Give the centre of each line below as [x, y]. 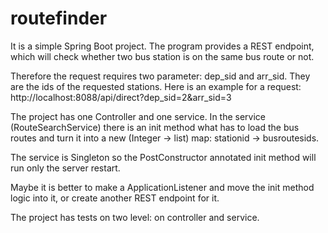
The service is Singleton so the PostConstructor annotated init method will [163, 157]
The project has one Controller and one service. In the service [138, 116]
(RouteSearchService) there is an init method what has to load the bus [155, 127]
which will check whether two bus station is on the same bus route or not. [162, 56]
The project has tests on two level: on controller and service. [135, 217]
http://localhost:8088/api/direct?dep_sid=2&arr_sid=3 [121, 97]
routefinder [59, 18]
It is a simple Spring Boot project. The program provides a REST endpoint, [162, 46]
